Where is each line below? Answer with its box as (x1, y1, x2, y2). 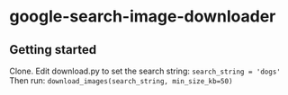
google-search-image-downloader (9, 6, 276, 27)
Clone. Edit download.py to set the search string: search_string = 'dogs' (9, 65, 281, 76)
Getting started (9, 42, 97, 57)
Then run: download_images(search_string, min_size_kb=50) (9, 75, 233, 86)
